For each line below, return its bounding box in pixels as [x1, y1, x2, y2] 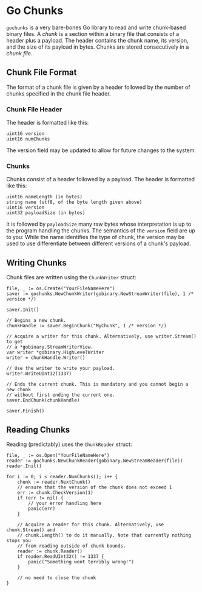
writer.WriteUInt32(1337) [6, 371, 72, 377]
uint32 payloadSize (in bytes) [6, 210, 86, 216]
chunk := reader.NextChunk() [17, 479, 91, 485]
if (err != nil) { [17, 495, 64, 501]
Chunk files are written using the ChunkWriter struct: [6, 274, 136, 281]
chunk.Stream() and [6, 527, 56, 533]
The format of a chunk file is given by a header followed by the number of [6, 83, 190, 91]
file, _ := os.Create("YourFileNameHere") [6, 285, 115, 292]
